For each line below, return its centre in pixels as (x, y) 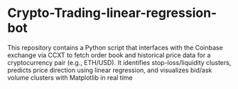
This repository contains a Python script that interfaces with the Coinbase (115, 47)
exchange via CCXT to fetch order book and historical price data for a (109, 55)
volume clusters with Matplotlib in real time (70, 77)
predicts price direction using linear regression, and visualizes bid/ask (110, 70)
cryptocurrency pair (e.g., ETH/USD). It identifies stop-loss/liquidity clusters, (119, 62)
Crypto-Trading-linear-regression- (112, 13)
